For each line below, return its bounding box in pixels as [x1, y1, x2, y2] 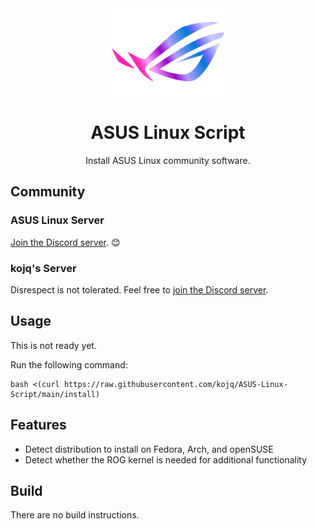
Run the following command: [10, 358, 128, 371]
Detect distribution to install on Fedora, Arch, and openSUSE [24, 443, 274, 455]
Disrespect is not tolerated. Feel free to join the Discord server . [10, 283, 269, 296]
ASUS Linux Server [10, 213, 105, 227]
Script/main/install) [10, 389, 101, 399]
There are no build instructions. [10, 509, 140, 521]
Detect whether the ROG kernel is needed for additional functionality [24, 453, 308, 466]
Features [10, 417, 67, 434]
